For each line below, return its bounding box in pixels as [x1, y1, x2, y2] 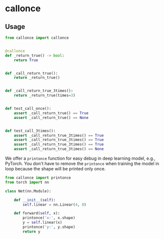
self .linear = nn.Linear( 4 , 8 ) [23, 202, 87, 207]
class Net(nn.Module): [5, 189, 51, 193]
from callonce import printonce [5, 175, 71, 180]
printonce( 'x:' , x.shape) [23, 215, 76, 220]
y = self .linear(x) [23, 220, 63, 225]
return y [23, 229, 41, 234]
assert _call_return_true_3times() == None [14, 146, 104, 152]
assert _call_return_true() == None [14, 115, 89, 120]
